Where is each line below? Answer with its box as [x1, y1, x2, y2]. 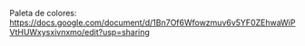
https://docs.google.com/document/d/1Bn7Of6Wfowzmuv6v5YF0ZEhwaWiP [9, 17, 296, 28]
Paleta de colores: [9, 8, 77, 18]
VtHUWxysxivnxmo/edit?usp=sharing [9, 27, 150, 37]
